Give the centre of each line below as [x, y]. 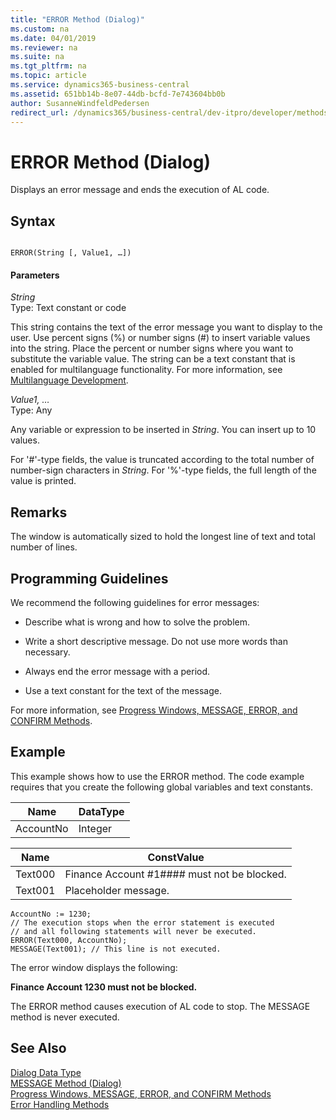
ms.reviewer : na [44, 47]
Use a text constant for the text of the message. [123, 690]
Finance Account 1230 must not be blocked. [104, 987]
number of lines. [44, 547]
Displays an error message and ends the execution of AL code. [140, 190]
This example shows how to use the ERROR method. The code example [157, 776]
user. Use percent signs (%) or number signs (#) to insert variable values [160, 338]
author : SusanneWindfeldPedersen [80, 103]
